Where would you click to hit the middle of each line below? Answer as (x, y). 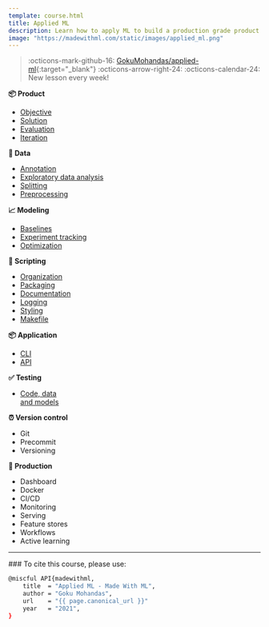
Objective (36, 112)
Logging (34, 302)
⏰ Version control (38, 417)
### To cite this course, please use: (67, 564)
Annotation (38, 169)
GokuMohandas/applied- (158, 61)
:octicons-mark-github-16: (71, 61)
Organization (41, 277)
